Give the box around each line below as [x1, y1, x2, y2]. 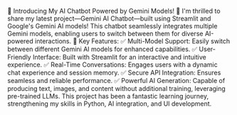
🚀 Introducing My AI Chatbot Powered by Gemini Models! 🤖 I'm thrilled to [7, 7, 221, 15]
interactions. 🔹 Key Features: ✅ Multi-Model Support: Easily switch [34, 37, 231, 45]
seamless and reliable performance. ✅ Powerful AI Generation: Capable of [7, 77, 226, 84]
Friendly [7, 53, 31, 61]
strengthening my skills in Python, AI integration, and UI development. [7, 99, 212, 108]
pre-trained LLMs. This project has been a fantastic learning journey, [7, 92, 209, 100]
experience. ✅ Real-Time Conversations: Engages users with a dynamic [7, 60, 218, 69]
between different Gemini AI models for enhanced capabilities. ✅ [7, 45, 198, 53]
